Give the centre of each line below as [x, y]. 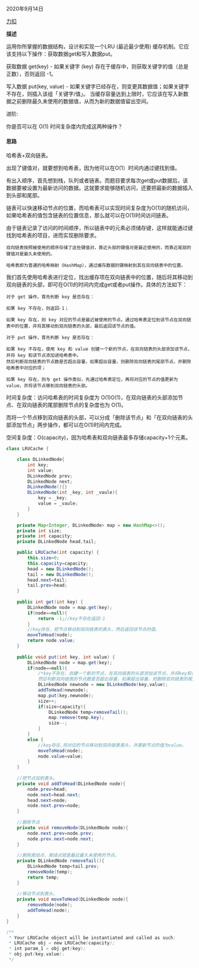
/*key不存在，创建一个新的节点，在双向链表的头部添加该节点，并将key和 [114, 674]
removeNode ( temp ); [50, 872]
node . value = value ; [60, 756]
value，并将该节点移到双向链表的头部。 [48, 386]
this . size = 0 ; [44, 558]
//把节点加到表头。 [37, 778]
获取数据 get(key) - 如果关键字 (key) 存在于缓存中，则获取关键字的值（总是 [97, 66]
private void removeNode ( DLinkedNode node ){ [73, 828]
